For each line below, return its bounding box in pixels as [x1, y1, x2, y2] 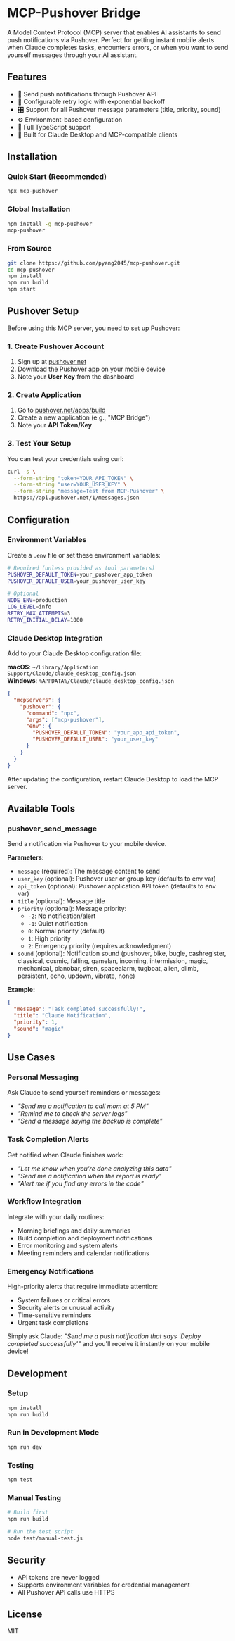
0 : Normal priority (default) [27, 927, 105, 936]
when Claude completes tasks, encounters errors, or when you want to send [7, 43, 229, 51]
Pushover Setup [7, 305, 79, 317]
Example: [7, 986, 36, 994]
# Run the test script [7, 1528, 74, 1535]
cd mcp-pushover [7, 266, 55, 273]
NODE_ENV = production [7, 597, 68, 604]
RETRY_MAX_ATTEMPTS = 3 [7, 610, 71, 617]
